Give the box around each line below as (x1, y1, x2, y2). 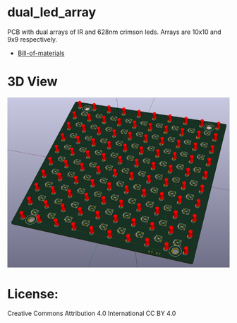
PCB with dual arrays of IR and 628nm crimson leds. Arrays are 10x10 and (7, 28, 221, 36)
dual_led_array (7, 4, 97, 20)
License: (7, 286, 59, 302)
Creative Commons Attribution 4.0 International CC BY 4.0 (7, 309, 176, 318)
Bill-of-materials (17, 49, 65, 57)
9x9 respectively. (7, 35, 58, 43)
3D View (7, 74, 58, 90)
